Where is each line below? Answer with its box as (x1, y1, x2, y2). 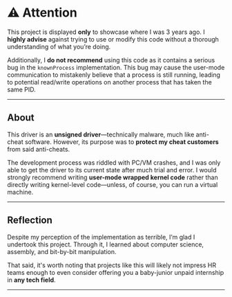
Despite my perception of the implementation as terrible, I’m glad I (7, 233, 195, 241)
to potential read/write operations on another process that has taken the (7, 78, 212, 86)
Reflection (7, 215, 53, 226)
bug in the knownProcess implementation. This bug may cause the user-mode (7, 63, 225, 71)
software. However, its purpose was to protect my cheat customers (24, 137, 219, 146)
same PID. (7, 85, 36, 93)
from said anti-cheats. (7, 145, 70, 153)
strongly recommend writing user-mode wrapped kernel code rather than (7, 173, 219, 181)
